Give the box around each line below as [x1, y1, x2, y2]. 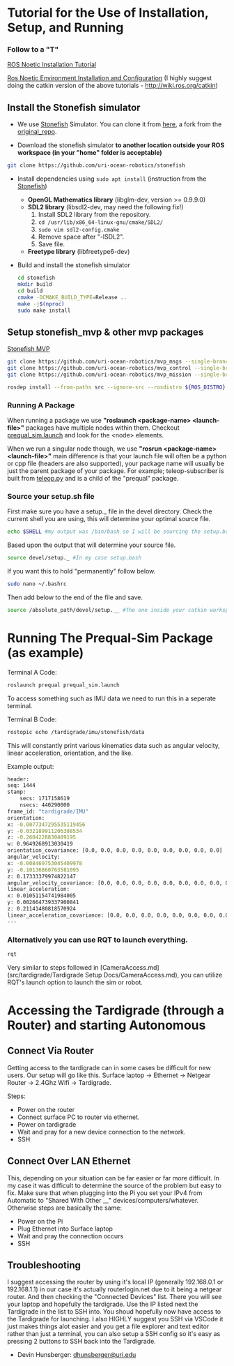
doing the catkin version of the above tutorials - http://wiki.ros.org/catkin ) [7, 82, 218, 90]
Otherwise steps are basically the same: [7, 1203, 123, 1212]
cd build [17, 287, 43, 294]
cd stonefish [17, 274, 56, 282]
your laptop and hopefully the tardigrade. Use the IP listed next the [7, 1300, 198, 1309]
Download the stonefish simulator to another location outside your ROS [17, 141, 225, 149]
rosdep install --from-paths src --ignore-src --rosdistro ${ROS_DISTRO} [7, 384, 226, 391]
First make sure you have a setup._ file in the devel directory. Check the [7, 507, 212, 516]
